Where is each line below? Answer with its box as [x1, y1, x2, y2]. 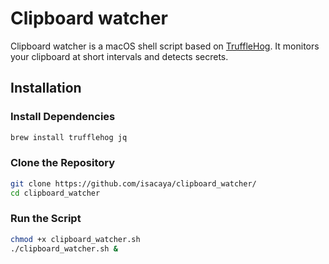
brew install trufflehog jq [10, 132, 128, 142]
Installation [10, 80, 82, 97]
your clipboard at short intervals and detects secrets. [10, 50, 229, 62]
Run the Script [10, 212, 82, 226]
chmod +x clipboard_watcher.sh [10, 234, 141, 244]
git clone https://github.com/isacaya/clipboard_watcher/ [10, 178, 257, 189]
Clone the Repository [10, 156, 116, 170]
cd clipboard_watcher [10, 188, 101, 198]
